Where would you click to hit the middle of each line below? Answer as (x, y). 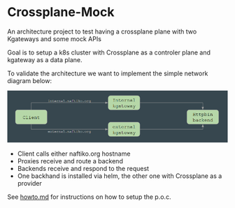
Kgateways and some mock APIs (54, 38)
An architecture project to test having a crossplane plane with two (102, 31)
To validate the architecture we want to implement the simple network (108, 73)
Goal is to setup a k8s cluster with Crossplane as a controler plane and (109, 52)
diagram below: (30, 80)
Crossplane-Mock (61, 12)
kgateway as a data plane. (45, 59)
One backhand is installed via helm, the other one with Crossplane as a (120, 176)
